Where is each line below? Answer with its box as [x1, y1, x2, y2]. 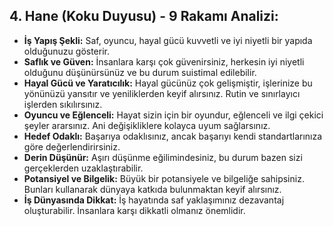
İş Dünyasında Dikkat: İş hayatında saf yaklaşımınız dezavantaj [23, 194, 285, 206]
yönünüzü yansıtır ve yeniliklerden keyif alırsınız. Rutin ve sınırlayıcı [23, 87, 301, 99]
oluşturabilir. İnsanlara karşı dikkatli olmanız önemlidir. [23, 204, 246, 216]
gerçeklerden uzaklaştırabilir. [23, 162, 144, 174]
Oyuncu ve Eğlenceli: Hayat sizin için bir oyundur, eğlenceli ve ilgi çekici [23, 109, 324, 121]
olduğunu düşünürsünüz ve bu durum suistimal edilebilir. [23, 66, 257, 78]
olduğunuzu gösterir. [23, 45, 110, 57]
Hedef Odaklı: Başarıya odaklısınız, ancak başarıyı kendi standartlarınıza [23, 130, 323, 142]
